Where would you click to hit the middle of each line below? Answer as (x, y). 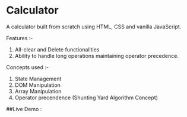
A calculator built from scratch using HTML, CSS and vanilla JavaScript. (94, 27)
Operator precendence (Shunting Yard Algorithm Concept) (86, 97)
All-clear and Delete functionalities (57, 49)
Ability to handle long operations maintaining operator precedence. (97, 56)
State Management (38, 79)
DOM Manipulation (38, 85)
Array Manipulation (38, 91)
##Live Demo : (24, 109)
